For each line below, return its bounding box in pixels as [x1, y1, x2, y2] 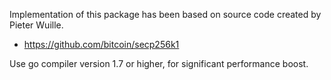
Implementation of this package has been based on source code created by [9, 9, 322, 20]
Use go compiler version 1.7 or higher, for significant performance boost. [9, 58, 309, 69]
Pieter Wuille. [9, 19, 64, 31]
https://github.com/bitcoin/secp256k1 [23, 39, 180, 50]
